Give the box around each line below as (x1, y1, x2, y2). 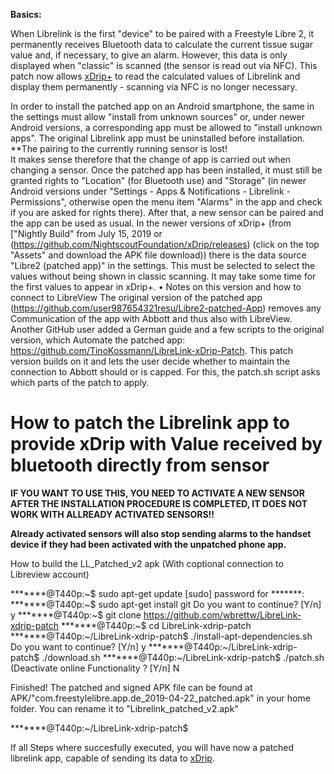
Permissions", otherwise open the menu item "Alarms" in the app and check (10, 196, 323, 208)
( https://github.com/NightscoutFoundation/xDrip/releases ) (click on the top (10, 239, 320, 250)
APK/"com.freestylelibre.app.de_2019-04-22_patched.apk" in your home (10, 692, 311, 704)
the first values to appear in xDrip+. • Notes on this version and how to (10, 281, 302, 293)
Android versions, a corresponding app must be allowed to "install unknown (10, 122, 323, 133)
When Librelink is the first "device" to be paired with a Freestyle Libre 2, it (10, 28, 315, 39)
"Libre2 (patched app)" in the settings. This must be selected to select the (10, 260, 316, 271)
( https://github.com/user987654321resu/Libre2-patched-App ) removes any (10, 302, 322, 314)
